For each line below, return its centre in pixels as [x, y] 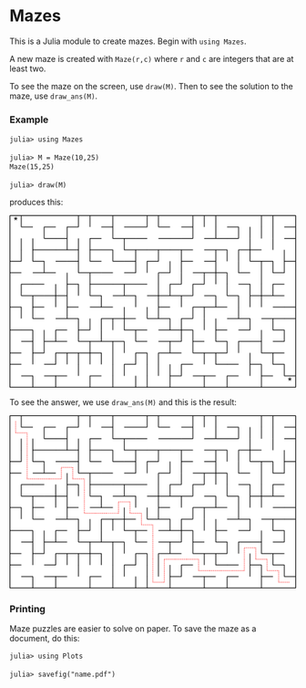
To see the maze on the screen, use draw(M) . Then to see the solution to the [151, 86]
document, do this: [45, 638]
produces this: [36, 203]
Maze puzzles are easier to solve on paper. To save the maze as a [133, 628]
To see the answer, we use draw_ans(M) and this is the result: [123, 402]
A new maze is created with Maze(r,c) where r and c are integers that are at [152, 58]
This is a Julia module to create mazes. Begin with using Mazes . [128, 41]
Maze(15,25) [32, 167]
